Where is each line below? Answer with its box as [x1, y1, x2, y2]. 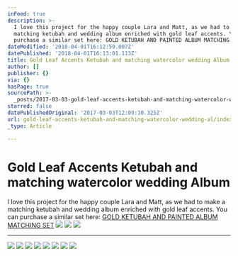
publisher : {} [7, 69, 50, 77]
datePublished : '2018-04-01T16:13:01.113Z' [7, 50, 138, 57]
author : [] [7, 63, 40, 70]
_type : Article [7, 122, 52, 130]
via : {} [7, 76, 30, 84]
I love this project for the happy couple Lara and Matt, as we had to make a [7, 198, 225, 206]
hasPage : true [7, 83, 50, 90]
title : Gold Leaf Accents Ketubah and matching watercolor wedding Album [7, 57, 230, 64]
